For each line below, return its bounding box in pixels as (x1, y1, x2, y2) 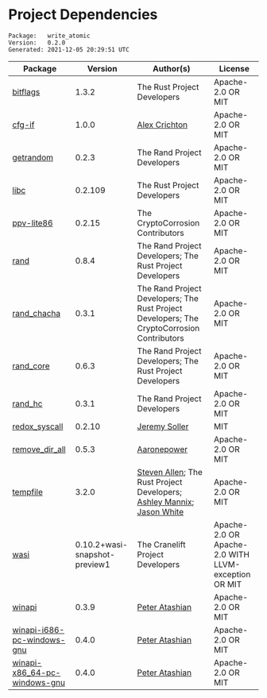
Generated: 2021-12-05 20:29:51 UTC (8, 45, 130, 53)
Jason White (137, 506, 184, 517)
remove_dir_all (12, 443, 66, 454)
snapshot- (75, 549, 115, 560)
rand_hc (12, 398, 43, 409)
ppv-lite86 (12, 217, 53, 228)
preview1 (75, 558, 110, 569)
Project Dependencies (8, 6, 158, 24)
